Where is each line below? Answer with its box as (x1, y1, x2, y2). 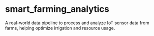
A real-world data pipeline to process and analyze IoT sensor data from (5, 20, 150, 26)
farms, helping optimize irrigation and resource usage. (5, 25, 115, 31)
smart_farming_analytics (5, 3, 110, 15)
